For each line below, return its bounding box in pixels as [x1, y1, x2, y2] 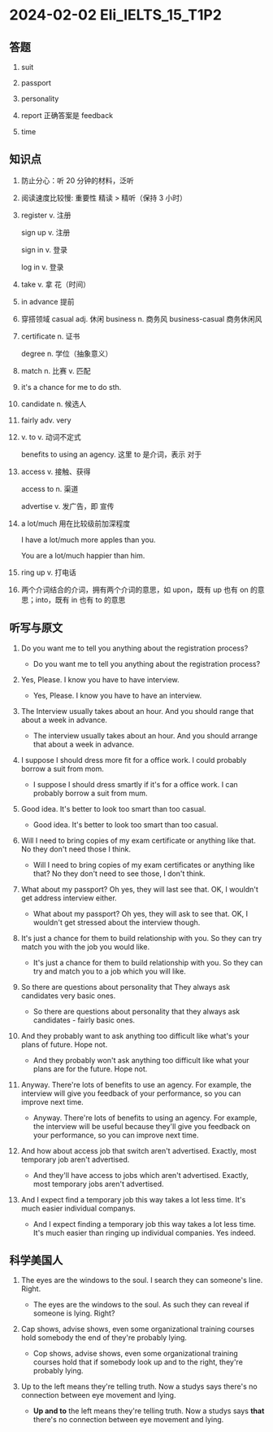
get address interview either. [20, 893, 117, 903]
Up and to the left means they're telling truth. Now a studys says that [32, 1406, 265, 1416]
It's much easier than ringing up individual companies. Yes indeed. [32, 1228, 256, 1237]
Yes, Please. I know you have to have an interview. [32, 690, 202, 700]
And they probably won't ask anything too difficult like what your [32, 1055, 250, 1065]
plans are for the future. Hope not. [32, 1064, 148, 1074]
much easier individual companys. [20, 1203, 136, 1213]
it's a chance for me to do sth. [20, 382, 122, 392]
